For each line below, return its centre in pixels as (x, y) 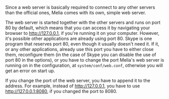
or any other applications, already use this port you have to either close (79, 49)
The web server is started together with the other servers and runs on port (83, 22)
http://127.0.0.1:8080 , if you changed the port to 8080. (61, 91)
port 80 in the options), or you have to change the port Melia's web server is (85, 60)
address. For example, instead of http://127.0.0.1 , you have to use (73, 86)
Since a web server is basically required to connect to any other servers (80, 7)
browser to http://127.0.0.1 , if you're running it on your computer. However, (82, 33)
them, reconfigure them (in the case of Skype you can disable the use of (81, 55)
